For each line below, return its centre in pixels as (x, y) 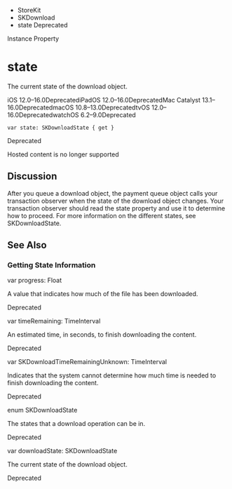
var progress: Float (35, 281)
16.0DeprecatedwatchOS (43, 114)
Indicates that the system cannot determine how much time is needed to (112, 375)
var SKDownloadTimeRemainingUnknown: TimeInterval (87, 362)
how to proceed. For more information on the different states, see (102, 215)
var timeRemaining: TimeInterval (54, 321)
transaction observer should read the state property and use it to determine (116, 208)
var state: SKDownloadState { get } (61, 128)
